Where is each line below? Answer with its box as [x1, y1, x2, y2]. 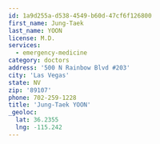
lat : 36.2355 [15, 116, 59, 124]
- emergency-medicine [15, 49, 88, 57]
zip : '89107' [8, 86, 52, 94]
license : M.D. [8, 34, 56, 42]
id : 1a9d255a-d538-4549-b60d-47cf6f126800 [8, 11, 152, 20]
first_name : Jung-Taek [8, 19, 84, 27]
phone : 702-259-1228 [8, 94, 78, 102]
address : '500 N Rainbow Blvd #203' [8, 64, 130, 72]
